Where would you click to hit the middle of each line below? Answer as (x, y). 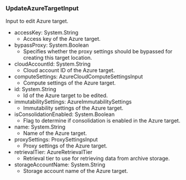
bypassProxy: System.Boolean (51, 45)
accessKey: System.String (46, 33)
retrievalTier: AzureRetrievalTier (53, 152)
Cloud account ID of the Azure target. (69, 70)
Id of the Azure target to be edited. (65, 95)
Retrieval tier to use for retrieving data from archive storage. (96, 159)
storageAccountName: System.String (59, 165)
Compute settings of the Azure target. (70, 83)
